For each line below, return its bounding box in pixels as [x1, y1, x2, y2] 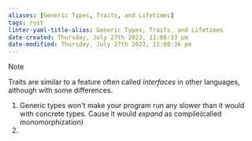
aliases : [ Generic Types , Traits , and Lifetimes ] [8, 11, 175, 20]
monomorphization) [19, 117, 84, 127]
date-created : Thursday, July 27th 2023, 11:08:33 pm [8, 33, 189, 42]
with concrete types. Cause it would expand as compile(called [19, 109, 222, 118]
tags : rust [8, 19, 44, 27]
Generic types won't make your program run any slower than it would [19, 101, 245, 110]
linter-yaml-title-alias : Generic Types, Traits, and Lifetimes [8, 26, 224, 34]
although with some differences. [8, 85, 113, 95]
